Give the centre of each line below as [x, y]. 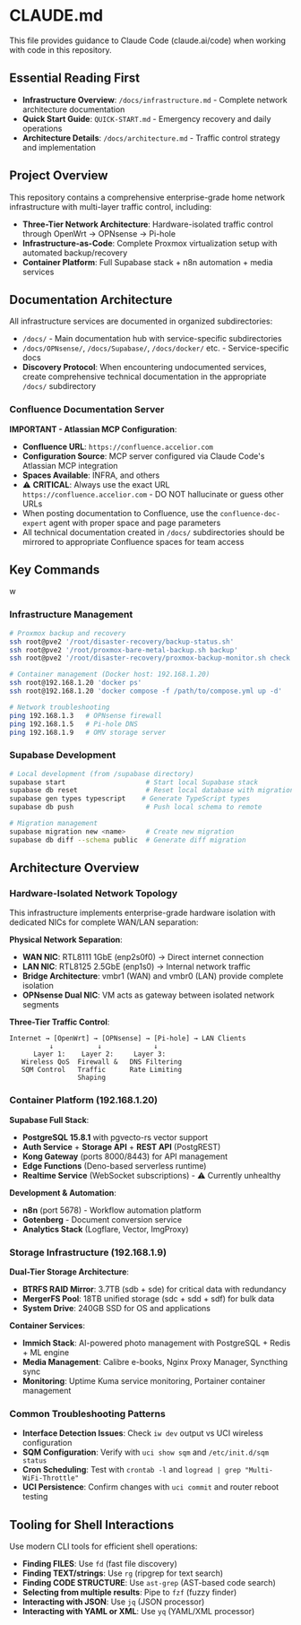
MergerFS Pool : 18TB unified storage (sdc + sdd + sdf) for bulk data [148, 1298]
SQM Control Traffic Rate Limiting [101, 1070]
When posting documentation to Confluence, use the [120, 513]
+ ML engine [46, 1352]
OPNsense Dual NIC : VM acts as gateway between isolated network [148, 995]
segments [41, 1005]
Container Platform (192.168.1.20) [84, 1101]
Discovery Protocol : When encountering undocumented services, [144, 367]
